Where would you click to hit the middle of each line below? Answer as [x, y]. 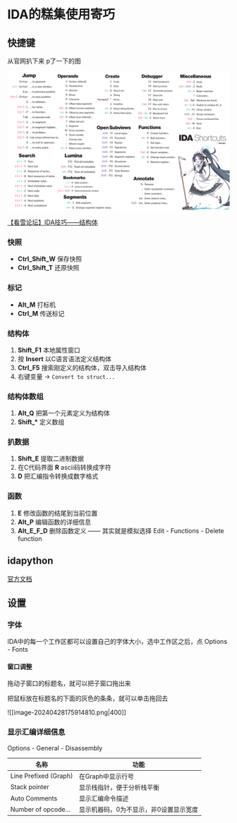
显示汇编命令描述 [104, 798]
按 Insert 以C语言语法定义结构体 [64, 359]
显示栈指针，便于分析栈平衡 [119, 787]
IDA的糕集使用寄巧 [61, 14]
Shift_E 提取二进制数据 [51, 458]
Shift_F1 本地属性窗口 [49, 350]
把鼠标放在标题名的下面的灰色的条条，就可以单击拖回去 [87, 698]
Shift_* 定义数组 [41, 422]
